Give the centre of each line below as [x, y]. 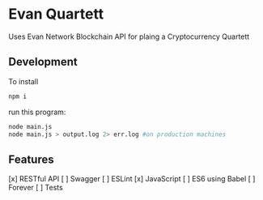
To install [23, 81]
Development [43, 62]
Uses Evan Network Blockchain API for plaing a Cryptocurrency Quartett [129, 36]
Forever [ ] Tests [36, 188]
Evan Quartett [56, 14]
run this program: [37, 112]
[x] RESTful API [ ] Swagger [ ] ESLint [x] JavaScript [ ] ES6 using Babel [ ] [132, 179]
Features [31, 159]
